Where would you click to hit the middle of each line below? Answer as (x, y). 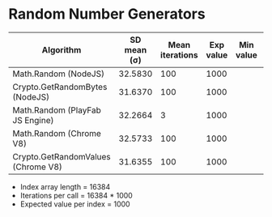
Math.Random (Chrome (57, 133)
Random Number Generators (107, 14)
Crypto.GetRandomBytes (60, 87)
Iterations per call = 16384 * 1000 (76, 195)
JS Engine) (33, 120)
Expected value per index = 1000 (75, 204)
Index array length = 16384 (65, 186)
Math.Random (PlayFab (57, 110)
